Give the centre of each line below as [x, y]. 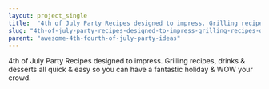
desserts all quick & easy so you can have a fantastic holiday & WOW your [131, 70]
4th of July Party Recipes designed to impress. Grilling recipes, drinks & [127, 61]
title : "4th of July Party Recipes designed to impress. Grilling [123, 23]
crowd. [20, 78]
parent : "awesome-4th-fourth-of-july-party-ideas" [94, 38]
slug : [17, 30]
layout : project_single [48, 16]
